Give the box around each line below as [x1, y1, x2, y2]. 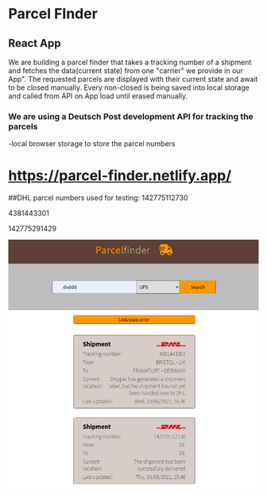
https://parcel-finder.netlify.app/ [8, 167, 232, 185]
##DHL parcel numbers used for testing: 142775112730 [8, 193, 188, 203]
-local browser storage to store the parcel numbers [8, 139, 176, 149]
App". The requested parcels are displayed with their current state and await [8, 75, 258, 83]
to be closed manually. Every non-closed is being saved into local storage [8, 83, 250, 92]
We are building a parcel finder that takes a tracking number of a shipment [8, 57, 252, 67]
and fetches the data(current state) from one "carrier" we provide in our [8, 66, 244, 75]
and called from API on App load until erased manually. [8, 91, 188, 100]
